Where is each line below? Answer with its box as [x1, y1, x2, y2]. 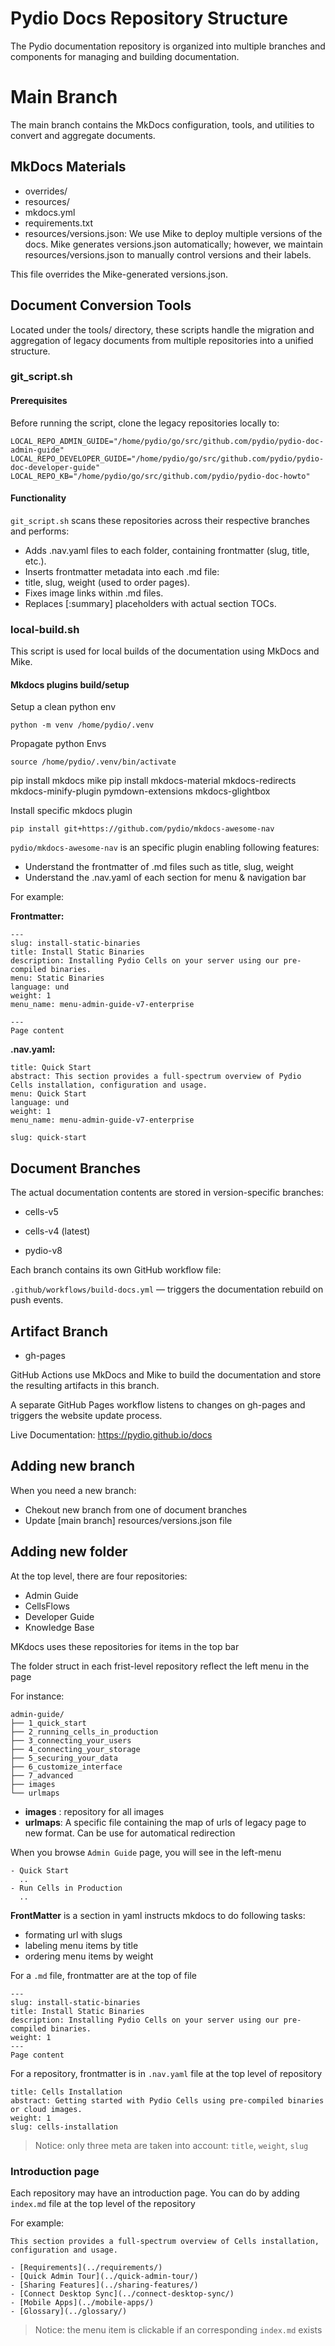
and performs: [10, 525, 70, 537]
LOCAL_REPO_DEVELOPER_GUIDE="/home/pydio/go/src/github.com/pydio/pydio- [10, 453, 325, 464]
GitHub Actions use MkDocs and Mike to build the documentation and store [10, 1368, 322, 1381]
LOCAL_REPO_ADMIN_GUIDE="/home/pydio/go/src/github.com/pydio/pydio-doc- [10, 436, 325, 446]
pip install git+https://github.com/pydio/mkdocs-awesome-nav [10, 824, 275, 834]
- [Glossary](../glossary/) [10, 2306, 128, 2316]
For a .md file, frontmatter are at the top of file [10, 1969, 197, 1981]
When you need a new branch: [10, 1484, 137, 1496]
